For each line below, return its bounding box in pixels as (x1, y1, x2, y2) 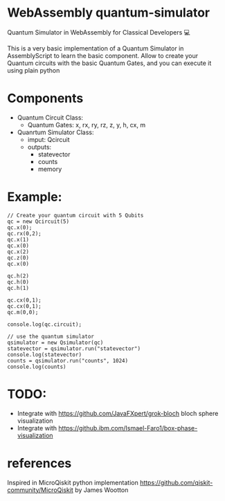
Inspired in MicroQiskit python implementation (7, 478, 138, 486)
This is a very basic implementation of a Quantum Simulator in (7, 44, 184, 53)
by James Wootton (75, 486, 129, 494)
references (7, 455, 72, 471)
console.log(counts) (7, 363, 67, 370)
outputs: (27, 143, 52, 151)
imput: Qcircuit (27, 135, 71, 143)
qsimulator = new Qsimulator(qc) (7, 339, 104, 346)
